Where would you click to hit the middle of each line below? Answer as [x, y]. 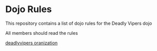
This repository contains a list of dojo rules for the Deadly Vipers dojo [79, 23]
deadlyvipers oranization [32, 43]
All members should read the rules [42, 33]
